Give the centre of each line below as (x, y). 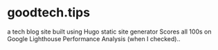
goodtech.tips (49, 13)
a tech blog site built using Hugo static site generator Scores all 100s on (109, 32)
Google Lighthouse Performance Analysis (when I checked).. (94, 38)
